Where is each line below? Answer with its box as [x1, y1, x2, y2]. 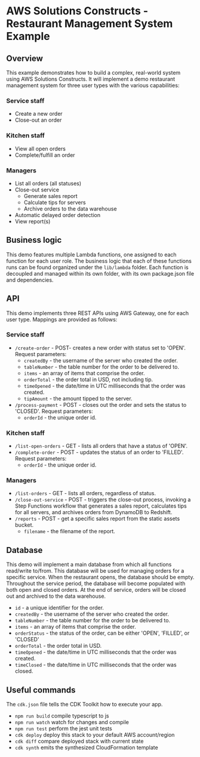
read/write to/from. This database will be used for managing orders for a [6, 567, 184, 574]
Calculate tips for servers [23, 199, 86, 206]
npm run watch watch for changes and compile [14, 719, 130, 726]
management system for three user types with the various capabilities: [6, 82, 180, 89]
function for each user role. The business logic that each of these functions [6, 257, 192, 264]
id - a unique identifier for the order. [14, 604, 104, 611]
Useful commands [6, 685, 76, 695]
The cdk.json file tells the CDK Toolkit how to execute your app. [6, 701, 163, 708]
